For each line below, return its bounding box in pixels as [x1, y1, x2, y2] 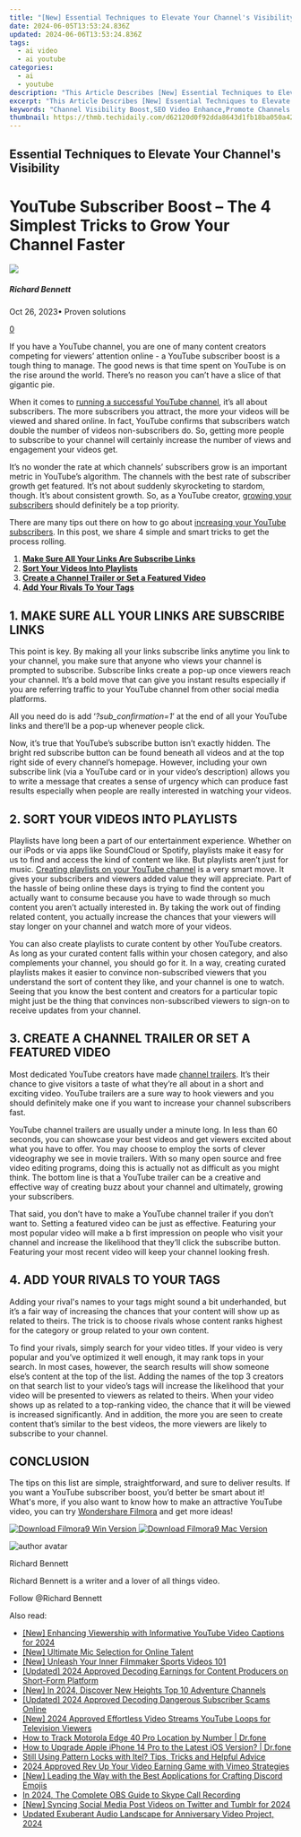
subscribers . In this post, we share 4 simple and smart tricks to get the [9, 526, 270, 538]
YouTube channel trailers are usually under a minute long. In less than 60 [9, 1124, 278, 1135]
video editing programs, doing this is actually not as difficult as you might [9, 1162, 279, 1173]
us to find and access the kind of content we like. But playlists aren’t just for [9, 854, 288, 865]
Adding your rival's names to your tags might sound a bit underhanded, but [9, 1296, 287, 1307]
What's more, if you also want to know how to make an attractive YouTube [9, 1496, 283, 1507]
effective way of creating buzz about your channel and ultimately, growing [9, 1181, 284, 1192]
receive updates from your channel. [9, 1005, 142, 1016]
